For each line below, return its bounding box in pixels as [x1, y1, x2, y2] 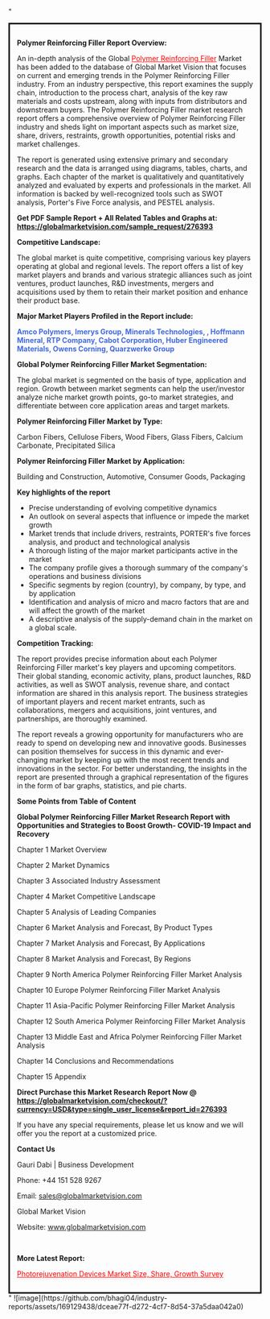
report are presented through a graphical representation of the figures [17, 772, 249, 782]
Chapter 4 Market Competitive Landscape [17, 891, 156, 901]
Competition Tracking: [17, 639, 94, 647]
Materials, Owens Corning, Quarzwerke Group [17, 344, 175, 354]
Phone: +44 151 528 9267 [17, 1176, 102, 1185]
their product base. [17, 296, 80, 305]
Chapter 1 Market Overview [17, 845, 108, 854]
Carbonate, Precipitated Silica [17, 440, 116, 450]
